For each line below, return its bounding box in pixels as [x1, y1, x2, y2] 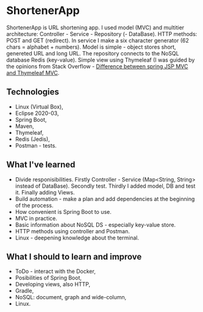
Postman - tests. [15, 141, 57, 149]
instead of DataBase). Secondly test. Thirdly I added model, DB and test [15, 182, 196, 190]
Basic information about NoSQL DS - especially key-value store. [15, 221, 176, 229]
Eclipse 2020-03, [15, 109, 59, 116]
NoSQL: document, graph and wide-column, [15, 294, 127, 301]
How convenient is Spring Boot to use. [15, 208, 112, 215]
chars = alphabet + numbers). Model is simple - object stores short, [6, 43, 176, 51]
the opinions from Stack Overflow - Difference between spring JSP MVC [6, 62, 188, 70]
